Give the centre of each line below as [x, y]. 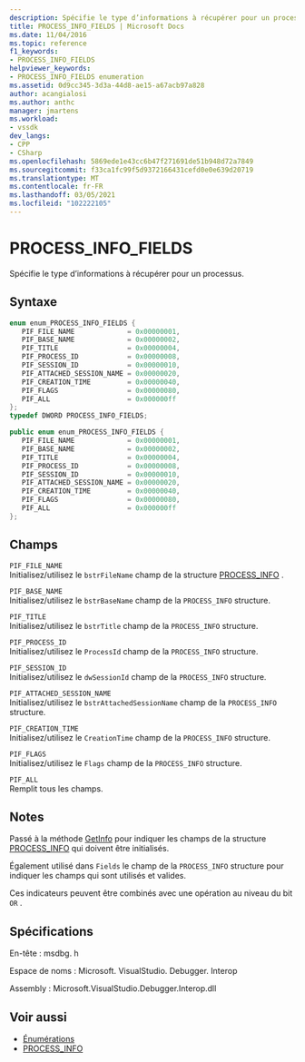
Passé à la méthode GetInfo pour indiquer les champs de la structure [138, 839]
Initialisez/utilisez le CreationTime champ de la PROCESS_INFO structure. [140, 737]
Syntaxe [33, 302]
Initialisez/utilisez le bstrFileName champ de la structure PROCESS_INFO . [147, 575]
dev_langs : [30, 136]
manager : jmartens [44, 111]
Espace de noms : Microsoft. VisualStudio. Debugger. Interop [123, 971]
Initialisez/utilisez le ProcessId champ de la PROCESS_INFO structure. [134, 651]
